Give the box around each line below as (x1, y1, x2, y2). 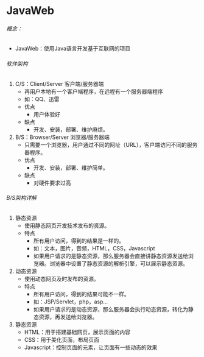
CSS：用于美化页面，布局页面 (24, 336, 99, 343)
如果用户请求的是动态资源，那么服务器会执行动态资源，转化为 (33, 305, 189, 313)
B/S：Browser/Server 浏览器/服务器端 (15, 133, 110, 141)
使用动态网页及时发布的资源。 (24, 275, 99, 282)
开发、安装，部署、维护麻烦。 (33, 125, 108, 133)
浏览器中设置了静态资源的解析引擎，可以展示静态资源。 (49, 260, 189, 267)
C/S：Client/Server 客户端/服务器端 (15, 80, 104, 87)
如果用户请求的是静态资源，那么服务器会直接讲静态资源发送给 (33, 252, 189, 260)
